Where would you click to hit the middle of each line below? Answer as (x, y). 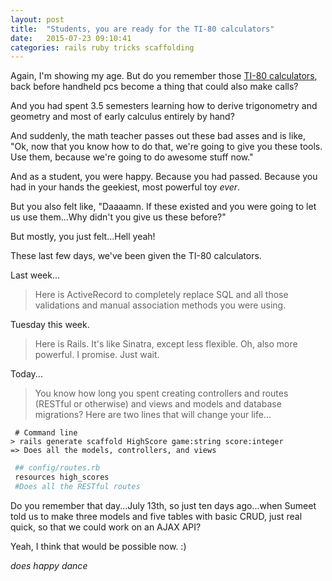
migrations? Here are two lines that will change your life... (153, 415)
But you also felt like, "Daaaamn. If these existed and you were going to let (163, 207)
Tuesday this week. (50, 325)
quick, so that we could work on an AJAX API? (106, 527)
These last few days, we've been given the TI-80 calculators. (136, 256)
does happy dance (49, 565)
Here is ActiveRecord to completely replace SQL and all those (161, 295)
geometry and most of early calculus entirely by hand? (122, 117)
